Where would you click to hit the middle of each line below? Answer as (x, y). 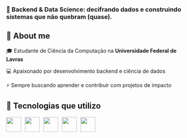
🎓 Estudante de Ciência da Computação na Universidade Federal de (91, 50)
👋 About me (28, 36)
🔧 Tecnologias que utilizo (53, 106)
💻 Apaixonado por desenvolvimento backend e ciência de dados (86, 71)
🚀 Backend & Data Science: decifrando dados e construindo (94, 9)
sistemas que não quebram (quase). (59, 17)
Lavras (15, 59)
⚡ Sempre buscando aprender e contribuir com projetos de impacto (89, 85)
